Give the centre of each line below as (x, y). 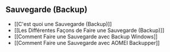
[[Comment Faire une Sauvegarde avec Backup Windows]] (86, 36)
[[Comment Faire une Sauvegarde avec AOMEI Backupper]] (87, 43)
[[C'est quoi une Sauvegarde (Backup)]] (63, 24)
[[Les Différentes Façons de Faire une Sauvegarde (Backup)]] (89, 30)
